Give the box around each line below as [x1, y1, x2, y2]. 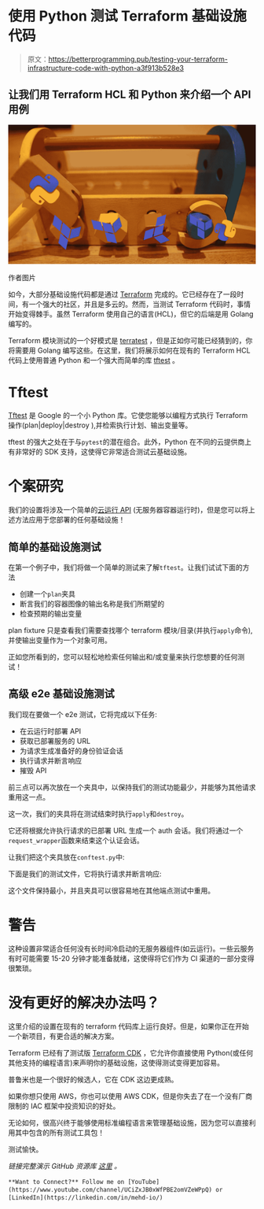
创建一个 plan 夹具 [19, 589, 76, 598]
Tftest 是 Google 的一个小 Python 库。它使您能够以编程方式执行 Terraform [8, 411, 248, 420]
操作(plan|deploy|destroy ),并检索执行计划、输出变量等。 [8, 420, 192, 430]
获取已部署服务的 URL [19, 736, 91, 745]
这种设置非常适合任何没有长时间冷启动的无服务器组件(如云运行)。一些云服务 [8, 944, 255, 953]
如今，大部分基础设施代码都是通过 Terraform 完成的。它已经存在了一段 [8, 290, 237, 299]
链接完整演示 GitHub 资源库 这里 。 [8, 1161, 122, 1170]
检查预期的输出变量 [19, 608, 82, 618]
